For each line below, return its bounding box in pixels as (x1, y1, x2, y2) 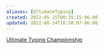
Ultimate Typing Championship (6, 36, 83, 44)
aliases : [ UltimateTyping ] (6, 8, 74, 15)
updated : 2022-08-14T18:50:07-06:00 (6, 20, 98, 26)
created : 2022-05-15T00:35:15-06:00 (6, 14, 98, 20)
